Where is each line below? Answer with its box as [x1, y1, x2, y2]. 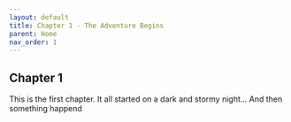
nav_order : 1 [9, 37, 57, 47]
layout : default [9, 12, 69, 22]
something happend [9, 103, 82, 114]
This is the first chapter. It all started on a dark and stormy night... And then [9, 94, 283, 104]
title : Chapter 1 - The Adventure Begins [9, 21, 165, 30]
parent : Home [9, 29, 57, 38]
